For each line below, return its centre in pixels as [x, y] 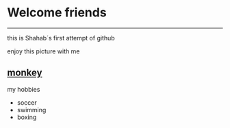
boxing [27, 117]
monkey [25, 73]
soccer [27, 102]
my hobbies [24, 89]
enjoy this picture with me [43, 51]
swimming [31, 110]
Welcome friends [57, 13]
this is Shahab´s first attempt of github [61, 38]
